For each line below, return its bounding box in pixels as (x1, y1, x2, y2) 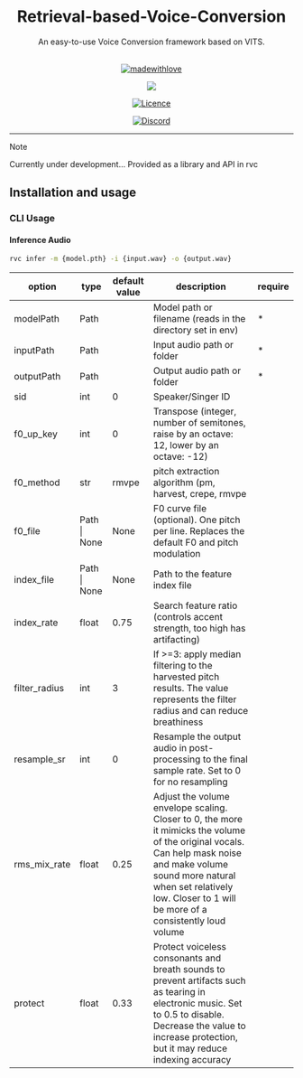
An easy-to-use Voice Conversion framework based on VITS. (37, 36, 266, 47)
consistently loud (152, 914, 226, 927)
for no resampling (152, 775, 228, 788)
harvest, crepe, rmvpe (152, 488, 247, 501)
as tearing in (152, 986, 206, 998)
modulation (152, 548, 201, 560)
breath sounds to (152, 963, 225, 976)
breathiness (152, 716, 204, 728)
